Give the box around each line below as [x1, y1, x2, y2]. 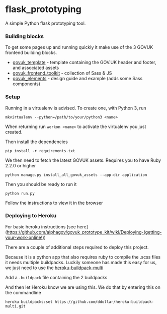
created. [5, 129, 23, 135]
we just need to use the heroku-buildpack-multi [5, 265, 104, 271]
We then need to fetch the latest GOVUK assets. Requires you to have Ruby [5, 157, 161, 163]
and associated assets [12, 65, 59, 71]
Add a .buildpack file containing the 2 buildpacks [5, 274, 108, 280]
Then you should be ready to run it [5, 181, 77, 187]
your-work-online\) [5, 234, 44, 240]
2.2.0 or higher [5, 162, 36, 168]
